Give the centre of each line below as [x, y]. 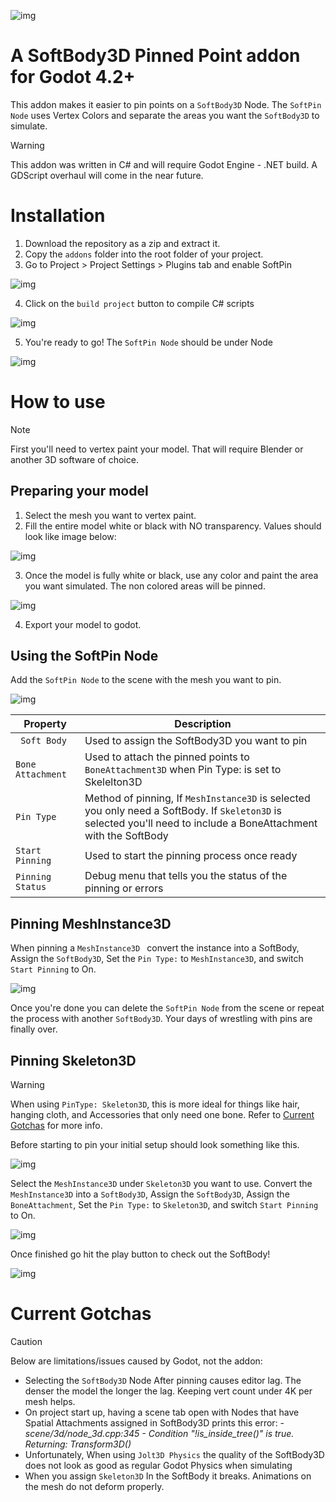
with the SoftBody [126, 836]
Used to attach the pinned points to [167, 757]
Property [45, 724]
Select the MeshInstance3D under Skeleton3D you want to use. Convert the [161, 1184]
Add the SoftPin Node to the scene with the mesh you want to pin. [146, 680]
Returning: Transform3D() [78, 1444]
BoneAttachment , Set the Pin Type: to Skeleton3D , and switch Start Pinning [164, 1205]
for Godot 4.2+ [73, 77]
